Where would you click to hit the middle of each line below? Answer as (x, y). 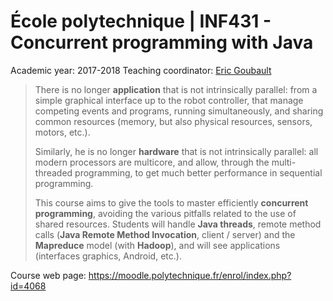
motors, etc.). (62, 132)
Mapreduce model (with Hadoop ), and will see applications (157, 245)
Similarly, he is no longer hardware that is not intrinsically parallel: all (176, 151)
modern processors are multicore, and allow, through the (152, 162)
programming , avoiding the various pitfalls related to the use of (165, 213)
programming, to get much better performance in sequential (198, 172)
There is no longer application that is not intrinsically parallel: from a (176, 89)
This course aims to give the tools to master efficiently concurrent (171, 202)
